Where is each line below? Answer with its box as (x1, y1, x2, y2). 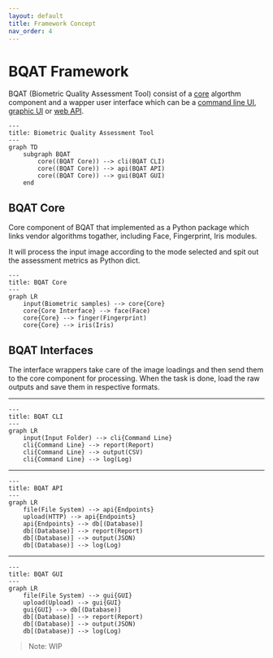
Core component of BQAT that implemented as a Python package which (8, 223, 249, 233)
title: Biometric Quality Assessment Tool (8, 129, 154, 137)
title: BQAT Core (8, 278, 67, 287)
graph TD (8, 143, 38, 151)
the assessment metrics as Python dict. (8, 255, 141, 265)
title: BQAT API (8, 484, 63, 492)
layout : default (8, 11, 63, 20)
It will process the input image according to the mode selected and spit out (8, 247, 259, 257)
